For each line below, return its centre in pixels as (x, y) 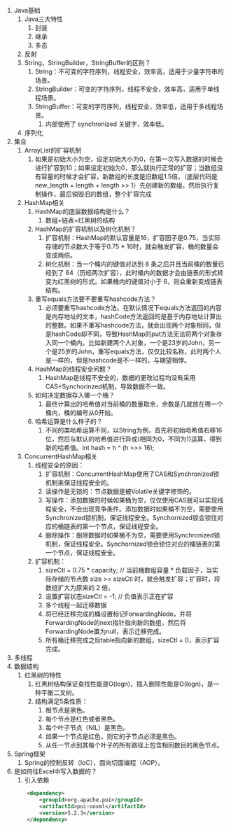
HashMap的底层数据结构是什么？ (83, 211)
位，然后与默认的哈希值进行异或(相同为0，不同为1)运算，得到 (133, 439)
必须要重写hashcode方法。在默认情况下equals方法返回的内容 (133, 308)
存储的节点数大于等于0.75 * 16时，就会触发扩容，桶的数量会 (132, 246)
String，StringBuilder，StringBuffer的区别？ (87, 63)
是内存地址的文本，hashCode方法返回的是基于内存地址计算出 (134, 316)
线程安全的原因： (59, 465)
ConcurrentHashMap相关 (61, 456)
